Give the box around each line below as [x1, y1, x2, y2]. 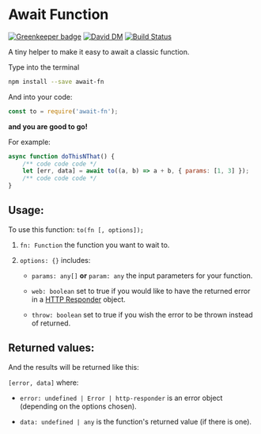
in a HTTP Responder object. [31, 295, 127, 304]
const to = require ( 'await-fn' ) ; [8, 107, 119, 116]
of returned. [31, 318, 71, 328]
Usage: [8, 204, 45, 217]
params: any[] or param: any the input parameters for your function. [31, 271, 253, 280]
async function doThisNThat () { [8, 152, 115, 160]
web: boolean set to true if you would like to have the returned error [31, 286, 251, 295]
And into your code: [8, 92, 73, 101]
